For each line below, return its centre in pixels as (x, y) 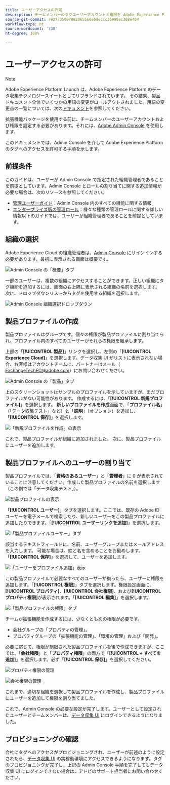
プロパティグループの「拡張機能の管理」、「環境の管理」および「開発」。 (87, 636)
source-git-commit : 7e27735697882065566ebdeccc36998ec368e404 (72, 19)
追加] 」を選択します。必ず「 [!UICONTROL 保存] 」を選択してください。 (79, 659)
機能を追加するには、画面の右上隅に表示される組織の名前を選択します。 (85, 287)
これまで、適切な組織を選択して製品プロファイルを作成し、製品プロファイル (85, 692)
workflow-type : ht (25, 24)
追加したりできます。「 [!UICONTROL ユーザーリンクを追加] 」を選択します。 (84, 523)
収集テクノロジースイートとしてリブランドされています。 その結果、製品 (85, 95)
